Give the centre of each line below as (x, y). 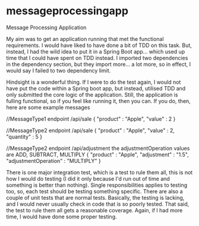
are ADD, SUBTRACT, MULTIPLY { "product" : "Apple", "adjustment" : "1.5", (97, 154)
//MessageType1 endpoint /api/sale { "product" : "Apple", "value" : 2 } (91, 119)
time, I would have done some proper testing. (61, 216)
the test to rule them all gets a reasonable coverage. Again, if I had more (94, 210)
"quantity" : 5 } (24, 136)
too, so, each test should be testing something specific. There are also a (94, 191)
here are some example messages (48, 107)
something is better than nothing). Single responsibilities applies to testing (97, 185)
